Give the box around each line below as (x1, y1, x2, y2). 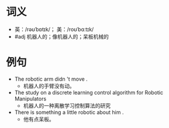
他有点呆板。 (23, 115, 54, 123)
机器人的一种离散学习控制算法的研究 (23, 102, 111, 109)
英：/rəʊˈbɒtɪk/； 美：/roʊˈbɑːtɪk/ (14, 26, 94, 33)
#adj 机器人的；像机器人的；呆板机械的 (14, 33, 109, 40)
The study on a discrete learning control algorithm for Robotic (14, 89, 164, 96)
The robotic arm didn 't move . (14, 75, 88, 82)
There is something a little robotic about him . (14, 109, 124, 116)
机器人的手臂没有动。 (23, 82, 75, 89)
